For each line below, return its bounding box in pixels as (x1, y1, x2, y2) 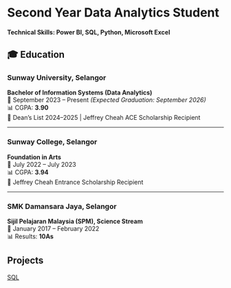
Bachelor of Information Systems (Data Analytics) (7, 88, 153, 97)
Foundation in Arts (7, 153, 62, 161)
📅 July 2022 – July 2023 (7, 160, 77, 168)
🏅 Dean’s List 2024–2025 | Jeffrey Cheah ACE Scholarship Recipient (7, 114, 201, 122)
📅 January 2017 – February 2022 (7, 225, 100, 233)
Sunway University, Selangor (7, 73, 107, 83)
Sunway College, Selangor (7, 137, 98, 147)
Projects (7, 255, 44, 267)
